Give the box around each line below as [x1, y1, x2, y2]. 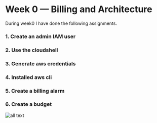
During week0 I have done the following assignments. [5, 20, 117, 26]
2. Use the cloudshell [5, 47, 58, 54]
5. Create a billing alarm [5, 87, 65, 94]
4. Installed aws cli [5, 73, 52, 80]
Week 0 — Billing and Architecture [5, 4, 152, 15]
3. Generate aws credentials [5, 60, 76, 67]
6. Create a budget [5, 101, 52, 108]
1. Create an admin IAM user [5, 33, 76, 40]
